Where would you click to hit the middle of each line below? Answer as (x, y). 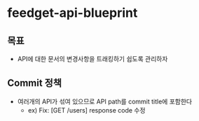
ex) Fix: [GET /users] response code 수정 (87, 110)
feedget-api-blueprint (73, 13)
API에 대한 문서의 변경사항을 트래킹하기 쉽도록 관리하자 (92, 59)
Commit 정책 (34, 83)
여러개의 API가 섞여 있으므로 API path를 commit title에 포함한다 (105, 101)
